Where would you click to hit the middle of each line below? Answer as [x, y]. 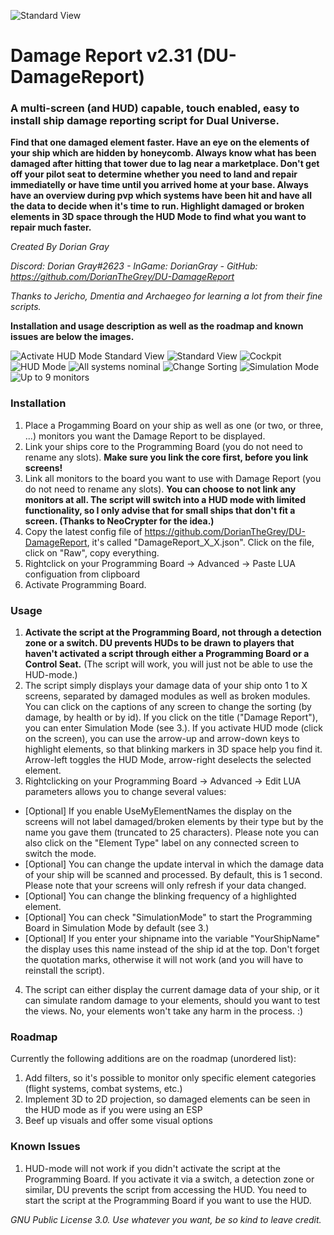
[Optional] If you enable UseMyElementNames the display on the [158, 811]
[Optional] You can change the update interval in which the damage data [174, 864]
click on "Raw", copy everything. [92, 552]
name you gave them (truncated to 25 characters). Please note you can [172, 832]
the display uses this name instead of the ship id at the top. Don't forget [172, 949]
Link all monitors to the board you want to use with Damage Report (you [173, 478]
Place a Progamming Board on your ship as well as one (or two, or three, [174, 425]
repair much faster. [51, 227]
